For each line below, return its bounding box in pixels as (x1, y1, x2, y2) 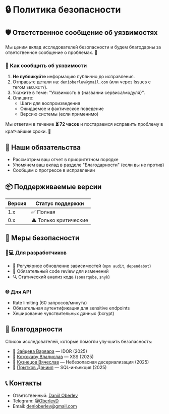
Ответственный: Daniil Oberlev (12, 392, 78, 398)
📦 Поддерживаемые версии (5, 182, 102, 191)
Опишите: (12, 95, 34, 101)
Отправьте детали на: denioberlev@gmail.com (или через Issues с (12, 79, 151, 85)
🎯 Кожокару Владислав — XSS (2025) (12, 353, 94, 359)
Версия (8, 200, 27, 207)
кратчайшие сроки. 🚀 (5, 128, 51, 134)
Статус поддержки (35, 200, 84, 207)
